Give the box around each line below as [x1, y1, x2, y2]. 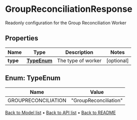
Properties [5, 34, 38, 42]
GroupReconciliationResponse [5, 3, 133, 15]
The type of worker [57, 57, 102, 64]
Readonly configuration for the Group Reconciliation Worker [5, 20, 127, 26]
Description [65, 48, 94, 55]
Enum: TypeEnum [5, 74, 61, 82]
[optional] [106, 57, 129, 64]
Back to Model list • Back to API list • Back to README [5, 110, 116, 116]
